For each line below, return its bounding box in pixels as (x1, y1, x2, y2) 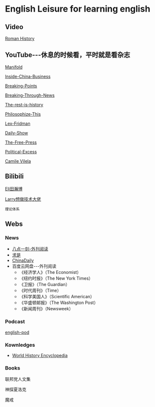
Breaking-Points (5, 83, 37, 88)
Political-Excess (5, 149, 37, 154)
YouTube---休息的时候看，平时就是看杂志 (5, 51, 130, 59)
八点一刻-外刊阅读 (12, 246, 48, 252)
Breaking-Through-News (5, 92, 55, 98)
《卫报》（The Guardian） (19, 282, 70, 288)
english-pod (5, 329, 30, 335)
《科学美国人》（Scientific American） (19, 294, 95, 300)
